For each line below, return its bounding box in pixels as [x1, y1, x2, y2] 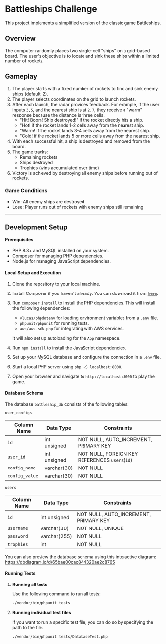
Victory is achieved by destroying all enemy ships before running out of [12, 170, 158, 176]
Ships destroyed [19, 159, 53, 165]
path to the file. [12, 624, 43, 630]
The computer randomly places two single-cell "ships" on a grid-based [5, 47, 150, 53]
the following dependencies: [12, 305, 71, 311]
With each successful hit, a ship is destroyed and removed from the [12, 138, 150, 144]
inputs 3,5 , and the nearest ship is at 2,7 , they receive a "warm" [12, 107, 142, 113]
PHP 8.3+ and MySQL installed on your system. [12, 248, 109, 254]
